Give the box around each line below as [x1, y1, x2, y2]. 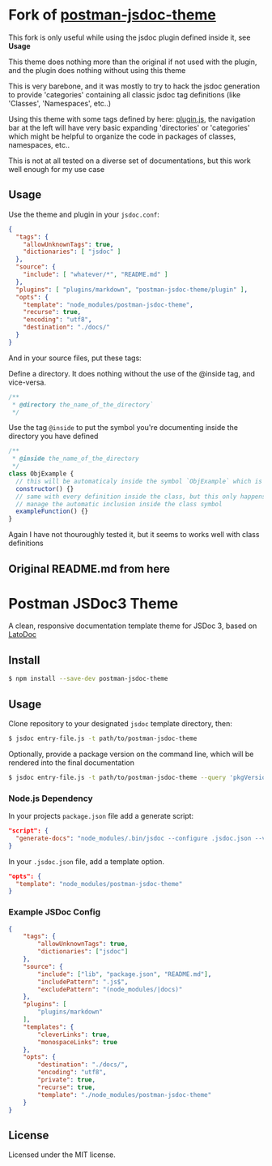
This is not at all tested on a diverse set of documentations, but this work [8, 156, 251, 166]
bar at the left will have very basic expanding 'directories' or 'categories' [8, 123, 250, 132]
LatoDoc [8, 630, 37, 639]
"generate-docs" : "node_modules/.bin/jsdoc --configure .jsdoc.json [15, 834, 252, 842]
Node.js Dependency [8, 793, 93, 804]
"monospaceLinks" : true [37, 1038, 117, 1046]
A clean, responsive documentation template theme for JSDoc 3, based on [8, 621, 257, 630]
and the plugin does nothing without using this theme [8, 65, 186, 75]
